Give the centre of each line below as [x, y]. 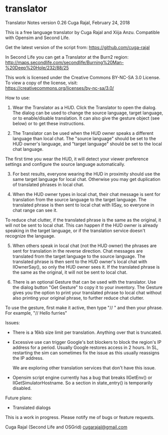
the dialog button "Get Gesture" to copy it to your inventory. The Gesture [88, 287]
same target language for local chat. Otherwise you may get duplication [86, 179]
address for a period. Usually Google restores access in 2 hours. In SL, [86, 347]
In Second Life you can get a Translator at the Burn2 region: [67, 57]
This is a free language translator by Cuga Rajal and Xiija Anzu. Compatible [82, 32]
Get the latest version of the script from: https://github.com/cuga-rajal [77, 47]
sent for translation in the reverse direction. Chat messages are [77, 251]
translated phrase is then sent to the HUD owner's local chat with [80, 262]
